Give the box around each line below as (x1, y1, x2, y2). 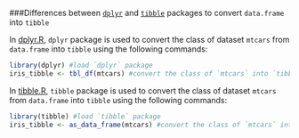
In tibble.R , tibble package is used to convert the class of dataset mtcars (9, 85, 277, 96)
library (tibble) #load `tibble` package (9, 111, 162, 121)
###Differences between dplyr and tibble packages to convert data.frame (9, 8, 285, 18)
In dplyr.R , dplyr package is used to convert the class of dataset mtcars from (9, 35, 290, 45)
